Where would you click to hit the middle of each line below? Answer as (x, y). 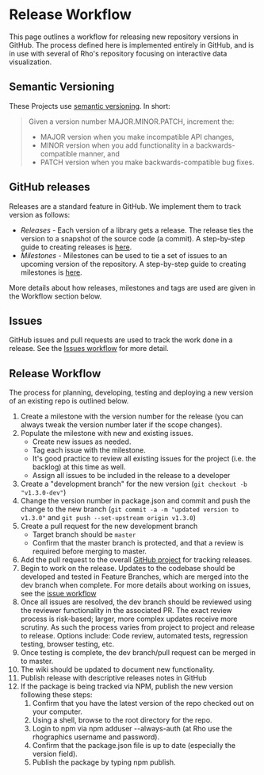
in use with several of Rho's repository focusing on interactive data (118, 53)
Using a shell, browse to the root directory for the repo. (122, 720)
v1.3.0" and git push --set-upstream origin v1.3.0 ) (108, 518)
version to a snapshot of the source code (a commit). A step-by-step (133, 238)
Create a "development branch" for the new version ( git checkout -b (134, 484)
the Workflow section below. (55, 296)
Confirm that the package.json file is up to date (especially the (134, 746)
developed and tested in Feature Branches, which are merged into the (134, 576)
